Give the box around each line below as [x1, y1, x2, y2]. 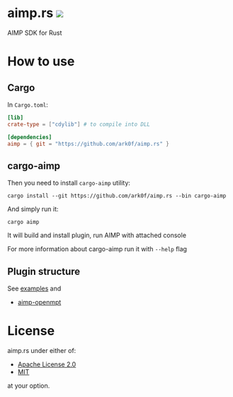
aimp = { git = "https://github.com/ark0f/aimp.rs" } [7, 140, 170, 147]
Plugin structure [7, 265, 81, 278]
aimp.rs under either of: [7, 347, 76, 354]
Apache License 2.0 [17, 360, 76, 369]
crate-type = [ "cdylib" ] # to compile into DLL [7, 121, 151, 128]
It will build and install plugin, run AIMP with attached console [7, 231, 186, 239]
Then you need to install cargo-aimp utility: [7, 179, 131, 187]
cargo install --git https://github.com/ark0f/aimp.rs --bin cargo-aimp [7, 192, 227, 200]
